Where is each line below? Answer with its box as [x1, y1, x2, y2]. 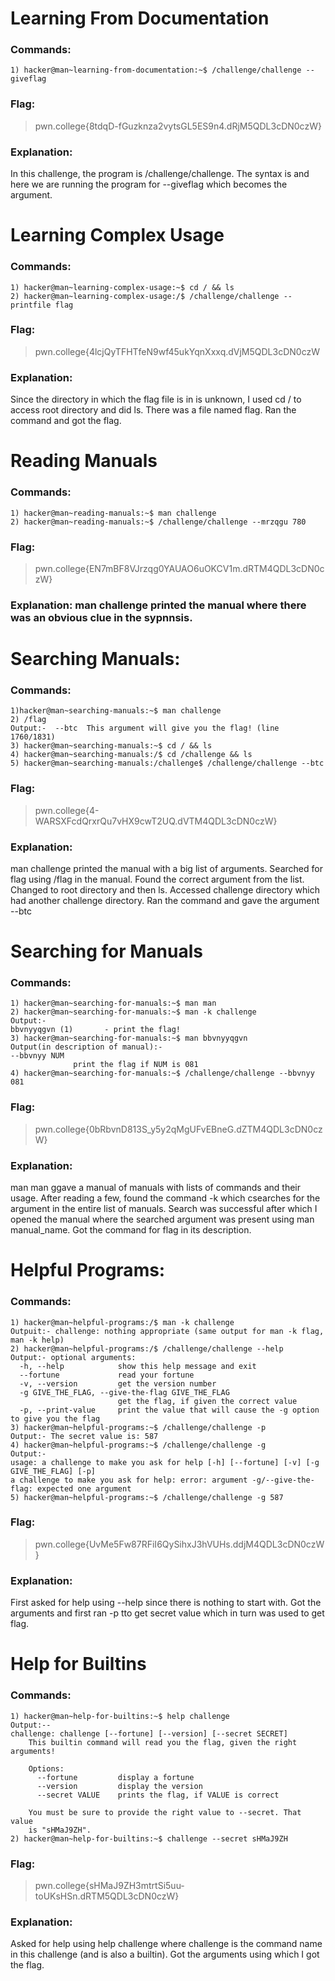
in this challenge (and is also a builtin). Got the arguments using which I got [10, 1948, 320, 1961]
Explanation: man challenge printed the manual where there [10, 598, 307, 612]
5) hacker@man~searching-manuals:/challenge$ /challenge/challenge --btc [10, 758, 325, 769]
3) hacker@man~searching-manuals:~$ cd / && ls [10, 741, 213, 751]
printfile [10, 300, 52, 310]
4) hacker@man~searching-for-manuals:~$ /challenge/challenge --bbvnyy [10, 1068, 315, 1079]
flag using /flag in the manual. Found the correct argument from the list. [10, 873, 305, 885]
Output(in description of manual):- [10, 1042, 163, 1052]
